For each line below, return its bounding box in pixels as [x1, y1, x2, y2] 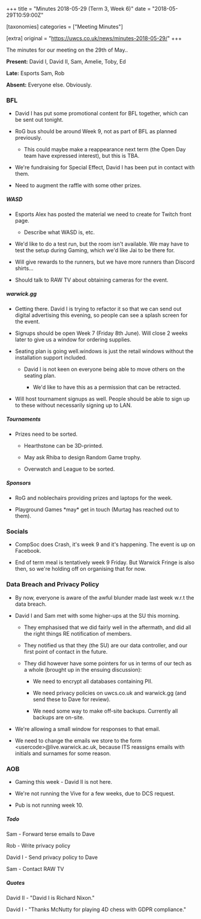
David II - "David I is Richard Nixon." [6, 894, 95, 901]
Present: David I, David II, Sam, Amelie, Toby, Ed [6, 58, 126, 65]
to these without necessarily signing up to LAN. [14, 402, 132, 409]
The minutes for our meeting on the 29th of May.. [6, 46, 128, 53]
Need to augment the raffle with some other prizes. [14, 182, 142, 189]
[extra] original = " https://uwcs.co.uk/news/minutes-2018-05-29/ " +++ [6, 35, 182, 41]
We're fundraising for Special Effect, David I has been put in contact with [14, 164, 195, 171]
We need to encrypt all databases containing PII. [32, 678, 153, 685]
